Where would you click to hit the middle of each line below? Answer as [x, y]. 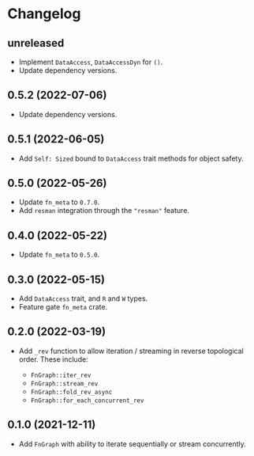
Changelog [44, 14]
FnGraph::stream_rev [64, 384]
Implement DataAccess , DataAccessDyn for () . [91, 62]
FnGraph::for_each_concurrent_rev [87, 401]
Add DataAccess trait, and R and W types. [83, 298]
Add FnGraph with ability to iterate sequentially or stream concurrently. [132, 443]
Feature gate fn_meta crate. [63, 307]
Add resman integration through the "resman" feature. [104, 211]
